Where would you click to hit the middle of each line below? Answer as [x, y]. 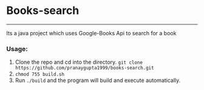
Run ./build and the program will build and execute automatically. [98, 80]
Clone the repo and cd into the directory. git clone [79, 62]
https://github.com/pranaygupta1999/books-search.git [84, 68]
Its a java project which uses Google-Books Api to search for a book [91, 33]
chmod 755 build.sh [40, 74]
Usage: [17, 49]
